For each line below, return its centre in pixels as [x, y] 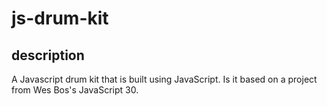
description [48, 55]
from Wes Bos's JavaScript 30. [75, 90]
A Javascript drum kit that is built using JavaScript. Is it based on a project [164, 79]
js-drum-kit [60, 18]
